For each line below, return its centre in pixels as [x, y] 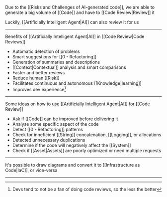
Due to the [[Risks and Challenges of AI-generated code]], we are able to [80, 7]
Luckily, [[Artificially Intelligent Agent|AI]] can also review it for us [72, 22]
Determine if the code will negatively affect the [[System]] [72, 145]
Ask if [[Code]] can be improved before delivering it [65, 119]
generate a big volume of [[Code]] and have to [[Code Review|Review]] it [80, 12]
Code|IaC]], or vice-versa [31, 170]
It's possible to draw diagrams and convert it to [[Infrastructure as [73, 165]
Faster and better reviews [39, 73]
